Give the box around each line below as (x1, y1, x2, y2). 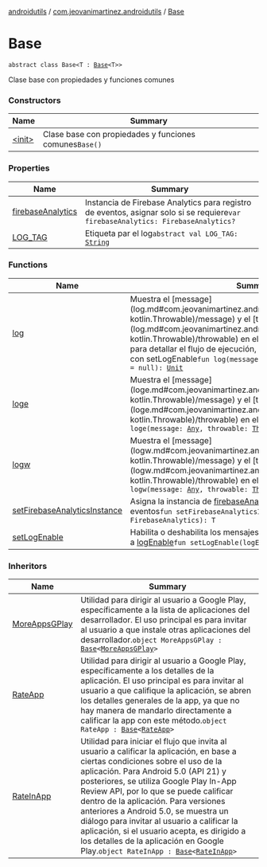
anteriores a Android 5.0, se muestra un (80, 806, 229, 817)
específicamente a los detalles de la (80, 665, 215, 677)
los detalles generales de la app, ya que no (80, 695, 240, 706)
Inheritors (8, 560, 48, 571)
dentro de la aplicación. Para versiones (80, 796, 226, 807)
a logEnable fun (130, 536, 187, 547)
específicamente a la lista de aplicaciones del (80, 605, 250, 616)
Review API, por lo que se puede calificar (80, 786, 234, 797)
